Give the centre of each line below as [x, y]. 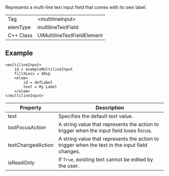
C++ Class [20, 35]
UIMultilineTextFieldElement [70, 35]
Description [110, 108]
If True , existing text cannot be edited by [106, 159]
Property [31, 108]
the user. [69, 165]
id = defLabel [38, 82]
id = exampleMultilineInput [44, 69]
